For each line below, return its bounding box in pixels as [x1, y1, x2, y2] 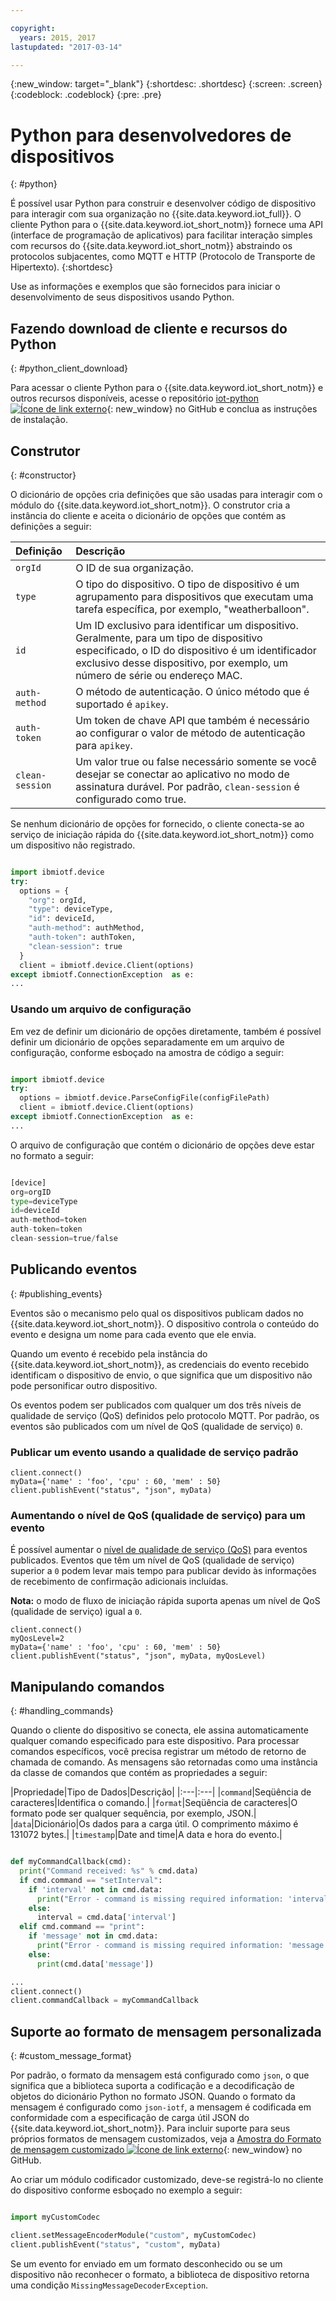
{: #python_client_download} [10, 362, 129, 375]
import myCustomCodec [10, 2212, 101, 2223]
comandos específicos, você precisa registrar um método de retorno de [10, 1746, 307, 1758]
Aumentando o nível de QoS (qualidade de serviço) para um [10, 1509, 306, 1523]
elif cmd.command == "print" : [19, 1922, 145, 1932]
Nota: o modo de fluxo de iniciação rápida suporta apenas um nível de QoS [10, 1595, 321, 1607]
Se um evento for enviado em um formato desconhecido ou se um [10, 2257, 283, 2270]
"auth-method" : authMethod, [28, 923, 145, 933]
